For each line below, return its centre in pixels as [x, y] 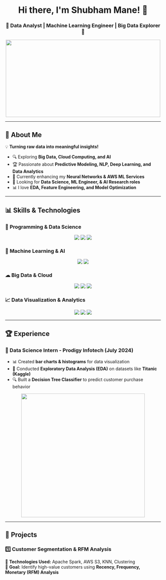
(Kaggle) [21, 374]
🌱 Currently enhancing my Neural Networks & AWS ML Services [78, 177]
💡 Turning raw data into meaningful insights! [52, 147]
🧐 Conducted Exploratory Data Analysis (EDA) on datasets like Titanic [84, 369]
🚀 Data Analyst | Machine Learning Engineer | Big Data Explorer [83, 26]
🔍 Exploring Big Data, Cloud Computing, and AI [62, 157]
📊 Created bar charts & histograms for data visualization [71, 361]
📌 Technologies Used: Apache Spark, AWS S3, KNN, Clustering [70, 562]
